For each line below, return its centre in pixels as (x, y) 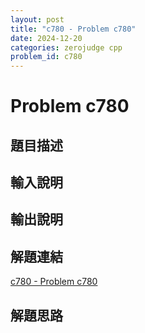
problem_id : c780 (46, 57)
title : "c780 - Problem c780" (73, 29)
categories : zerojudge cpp (66, 47)
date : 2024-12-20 (46, 38)
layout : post (37, 19)
